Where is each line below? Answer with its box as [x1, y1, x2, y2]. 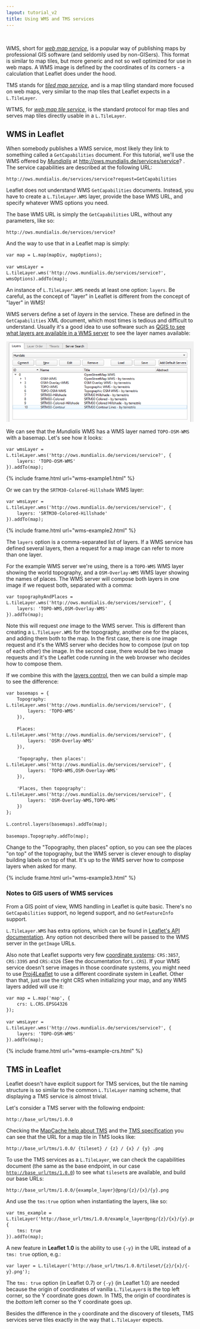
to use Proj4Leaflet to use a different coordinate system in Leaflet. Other [6, 970, 184, 977]
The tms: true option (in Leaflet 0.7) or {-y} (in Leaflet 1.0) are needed [6, 1280, 180, 1287]
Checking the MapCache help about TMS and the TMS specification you [6, 1127, 184, 1134]
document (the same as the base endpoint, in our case [6, 1162, 140, 1170]
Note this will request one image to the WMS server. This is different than [6, 623, 186, 630]
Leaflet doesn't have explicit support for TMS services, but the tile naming [6, 1080, 188, 1087]
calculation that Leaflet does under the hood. [6, 70, 117, 77]
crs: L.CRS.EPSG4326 [17, 1001, 68, 1007]
